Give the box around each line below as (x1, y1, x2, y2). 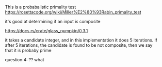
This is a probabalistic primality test (5, 4, 76, 10)
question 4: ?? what (5, 57, 45, 62)
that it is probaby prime (5, 48, 52, 53)
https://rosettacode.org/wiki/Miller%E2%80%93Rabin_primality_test (5, 9, 142, 15)
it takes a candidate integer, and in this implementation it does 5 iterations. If (5, 37, 158, 43)
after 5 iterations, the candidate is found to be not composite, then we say (5, 42, 153, 48)
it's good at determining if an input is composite (5, 19, 101, 24)
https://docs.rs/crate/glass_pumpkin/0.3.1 (5, 28, 88, 33)
